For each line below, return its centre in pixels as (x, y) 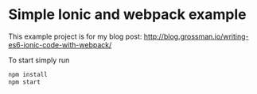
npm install (28, 74)
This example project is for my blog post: (75, 36)
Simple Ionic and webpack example (127, 15)
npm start (25, 82)
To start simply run (39, 60)
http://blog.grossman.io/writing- (196, 36)
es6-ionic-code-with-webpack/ (60, 44)
